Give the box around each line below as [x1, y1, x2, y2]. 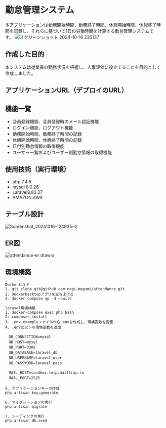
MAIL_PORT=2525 [8, 376, 41, 381]
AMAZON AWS [12, 194, 43, 200]
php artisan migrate [5, 404, 48, 409]
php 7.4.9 [12, 178, 32, 184]
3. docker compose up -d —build [5, 296, 72, 301]
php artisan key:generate [5, 390, 58, 395]
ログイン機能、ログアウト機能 [12, 125, 73, 130]
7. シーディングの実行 [5, 414, 45, 419]
